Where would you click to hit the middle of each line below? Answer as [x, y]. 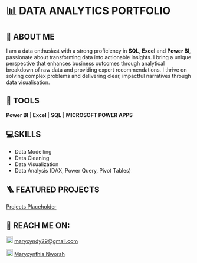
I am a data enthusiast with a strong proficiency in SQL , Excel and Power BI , [98, 51]
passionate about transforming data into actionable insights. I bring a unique [99, 57]
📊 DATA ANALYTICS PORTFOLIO [88, 11]
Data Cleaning [32, 158]
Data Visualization [37, 164]
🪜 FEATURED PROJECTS [53, 190]
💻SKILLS [24, 134]
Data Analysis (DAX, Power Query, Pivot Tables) [73, 170]
